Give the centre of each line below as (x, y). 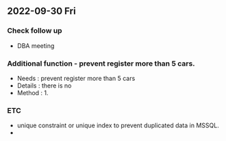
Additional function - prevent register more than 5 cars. (101, 63)
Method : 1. (33, 92)
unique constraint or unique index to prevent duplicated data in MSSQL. (118, 125)
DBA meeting (36, 46)
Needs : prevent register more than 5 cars (76, 78)
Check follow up (35, 31)
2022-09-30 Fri (42, 11)
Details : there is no (44, 86)
